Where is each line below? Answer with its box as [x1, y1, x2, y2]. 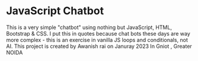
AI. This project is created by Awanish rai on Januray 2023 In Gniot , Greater [6, 43, 193, 50]
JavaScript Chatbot [6, 4, 104, 18]
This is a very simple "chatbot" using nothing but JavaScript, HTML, [6, 24, 172, 31]
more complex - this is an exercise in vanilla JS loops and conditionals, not [6, 36, 189, 43]
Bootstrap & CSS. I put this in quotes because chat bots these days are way [6, 30, 191, 37]
